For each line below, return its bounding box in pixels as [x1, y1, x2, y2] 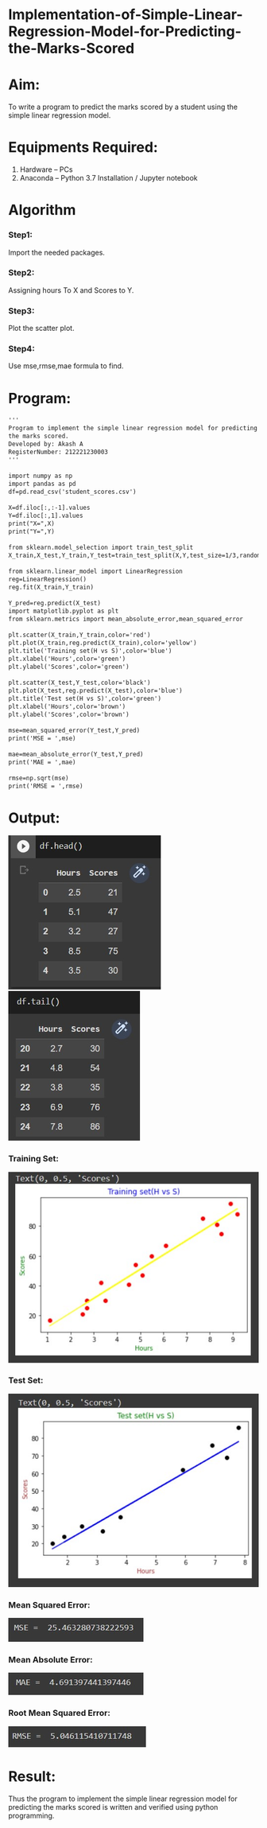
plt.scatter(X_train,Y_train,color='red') [8, 631, 151, 640]
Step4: [8, 344, 36, 355]
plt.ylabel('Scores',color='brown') [8, 710, 130, 719]
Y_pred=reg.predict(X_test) [8, 599, 102, 608]
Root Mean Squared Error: [8, 1708, 111, 1719]
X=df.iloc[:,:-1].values [8, 504, 91, 512]
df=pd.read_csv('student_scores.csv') [8, 488, 137, 496]
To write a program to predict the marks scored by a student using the [8, 102, 238, 112]
